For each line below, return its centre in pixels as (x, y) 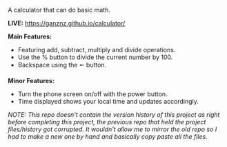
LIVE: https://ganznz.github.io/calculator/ (67, 23)
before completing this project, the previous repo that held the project (107, 122)
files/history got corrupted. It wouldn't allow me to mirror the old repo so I (112, 129)
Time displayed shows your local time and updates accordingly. (108, 101)
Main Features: (30, 36)
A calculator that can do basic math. (59, 10)
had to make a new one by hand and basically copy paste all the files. (108, 136)
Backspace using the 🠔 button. (62, 65)
